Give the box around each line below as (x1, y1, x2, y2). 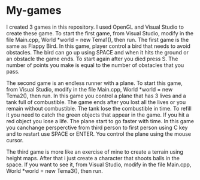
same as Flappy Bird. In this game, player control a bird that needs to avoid (6, 42, 190, 50)
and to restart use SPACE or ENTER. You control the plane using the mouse (6, 130, 192, 138)
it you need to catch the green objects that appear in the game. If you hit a (6, 111, 190, 118)
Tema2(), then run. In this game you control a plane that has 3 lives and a (6, 92, 187, 99)
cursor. (6, 136, 24, 144)
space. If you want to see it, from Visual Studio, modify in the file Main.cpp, (6, 161, 192, 168)
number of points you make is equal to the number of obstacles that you (6, 61, 184, 69)
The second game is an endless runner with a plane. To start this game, (6, 79, 183, 87)
